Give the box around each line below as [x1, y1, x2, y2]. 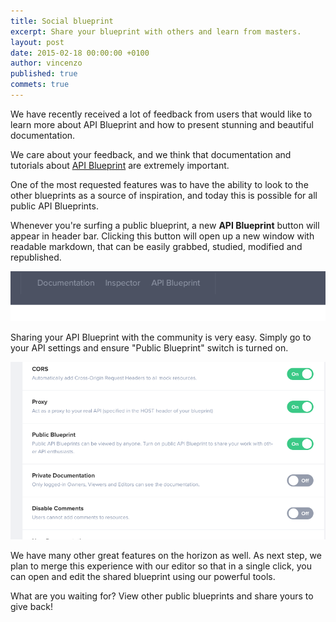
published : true [10, 69, 78, 79]
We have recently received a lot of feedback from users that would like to [10, 108, 313, 120]
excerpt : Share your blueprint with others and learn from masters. [10, 26, 302, 37]
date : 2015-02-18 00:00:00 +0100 [10, 48, 150, 58]
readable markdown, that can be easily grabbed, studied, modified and [10, 240, 303, 252]
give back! [10, 601, 53, 613]
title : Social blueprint [10, 16, 114, 26]
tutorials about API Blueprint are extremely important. [10, 159, 230, 171]
